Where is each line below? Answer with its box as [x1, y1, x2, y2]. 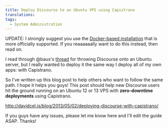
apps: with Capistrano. [5, 67, 52, 73]
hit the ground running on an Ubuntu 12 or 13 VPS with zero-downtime [5, 87, 153, 94]
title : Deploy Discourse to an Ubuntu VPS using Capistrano [5, 7, 136, 13]
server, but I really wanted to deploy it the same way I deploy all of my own [5, 61, 161, 68]
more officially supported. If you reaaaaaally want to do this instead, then [5, 41, 158, 47]
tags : [5, 17, 17, 22]
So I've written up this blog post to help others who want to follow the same [5, 77, 163, 83]
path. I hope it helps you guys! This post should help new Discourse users [5, 82, 160, 88]
